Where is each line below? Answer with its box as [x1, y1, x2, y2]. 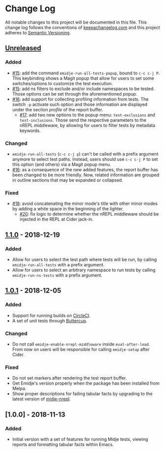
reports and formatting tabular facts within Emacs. [12, 441, 114, 447]
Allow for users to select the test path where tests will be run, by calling [12, 257, 157, 262]
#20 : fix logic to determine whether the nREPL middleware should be [19, 211, 159, 217]
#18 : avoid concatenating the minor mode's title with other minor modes [12, 200, 158, 207]
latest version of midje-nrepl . [12, 396, 71, 402]
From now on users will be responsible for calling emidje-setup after [12, 346, 150, 352]
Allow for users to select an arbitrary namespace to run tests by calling [12, 267, 156, 273]
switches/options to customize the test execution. [12, 80, 113, 86]
